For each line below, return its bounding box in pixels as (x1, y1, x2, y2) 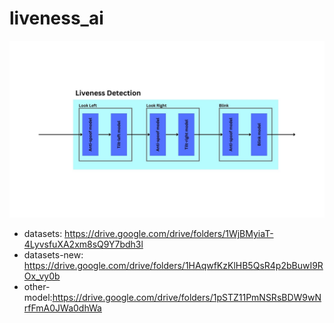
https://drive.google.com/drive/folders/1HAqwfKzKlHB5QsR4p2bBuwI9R (23, 260, 324, 272)
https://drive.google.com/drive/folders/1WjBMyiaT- (64, 228, 274, 240)
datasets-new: (23, 249, 84, 261)
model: (23, 292, 53, 304)
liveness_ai (9, 7, 104, 30)
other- (23, 281, 51, 293)
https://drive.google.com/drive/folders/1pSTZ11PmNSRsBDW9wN (52, 292, 322, 304)
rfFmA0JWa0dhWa (23, 302, 102, 314)
